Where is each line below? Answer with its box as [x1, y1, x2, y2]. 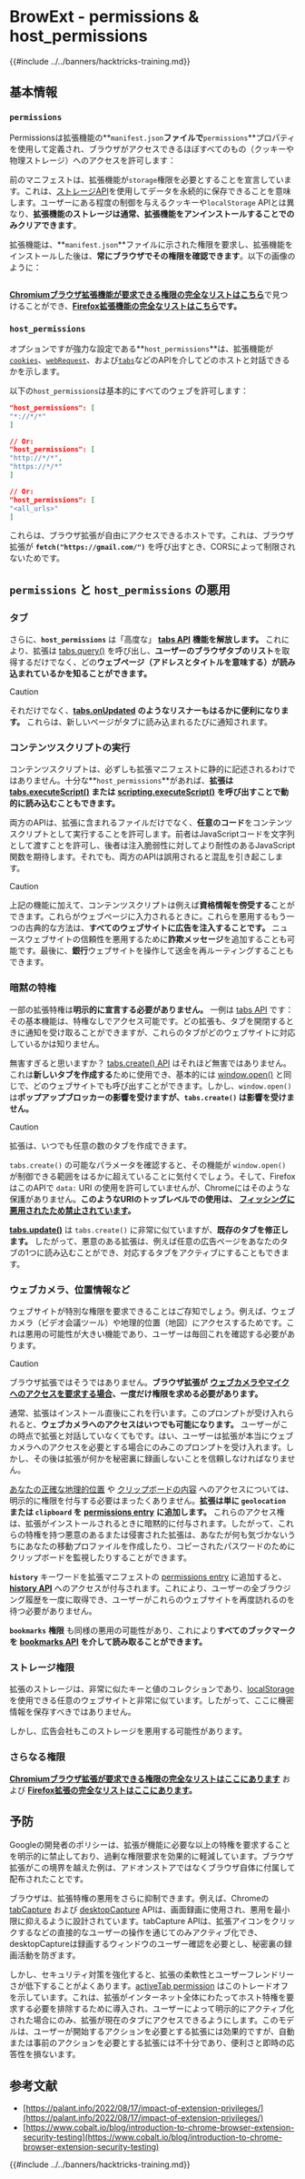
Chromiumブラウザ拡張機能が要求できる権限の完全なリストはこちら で [9, 289, 272, 299]
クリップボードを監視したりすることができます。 [9, 1552, 192, 1563]
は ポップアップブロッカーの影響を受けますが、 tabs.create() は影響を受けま [9, 1091, 295, 1102]
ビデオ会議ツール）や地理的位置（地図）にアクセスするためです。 [40, 1317, 287, 1328]
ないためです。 [9, 552, 65, 563]
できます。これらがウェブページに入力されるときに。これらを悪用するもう [9, 911, 287, 922]
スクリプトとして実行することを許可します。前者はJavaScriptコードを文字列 [9, 828, 295, 839]
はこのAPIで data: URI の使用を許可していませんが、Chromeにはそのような [9, 1181, 290, 1193]
